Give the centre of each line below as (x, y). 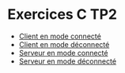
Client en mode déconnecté (64, 44)
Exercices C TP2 (62, 15)
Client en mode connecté (60, 36)
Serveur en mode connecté (63, 53)
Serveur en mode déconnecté (67, 61)
